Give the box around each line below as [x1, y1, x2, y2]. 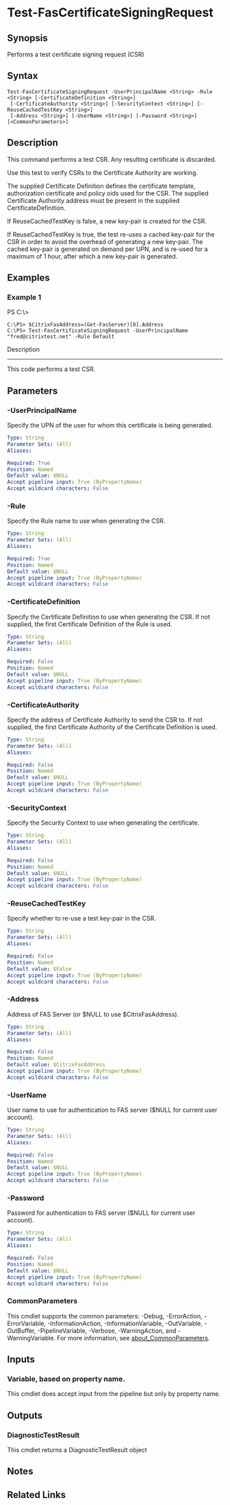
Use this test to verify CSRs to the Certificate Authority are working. [7, 168, 199, 176]
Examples [7, 272, 50, 284]
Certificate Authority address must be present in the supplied [7, 196, 180, 204]
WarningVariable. [7, 1334, 56, 1342]
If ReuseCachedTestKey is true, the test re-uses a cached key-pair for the [7, 230, 215, 238]
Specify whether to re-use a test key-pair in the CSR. [7, 914, 156, 923]
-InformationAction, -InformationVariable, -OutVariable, [47, 1319, 203, 1327]
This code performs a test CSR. [7, 365, 96, 373]
